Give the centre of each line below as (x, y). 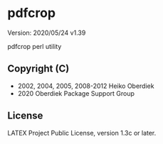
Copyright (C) (38, 69)
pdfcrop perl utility (35, 46)
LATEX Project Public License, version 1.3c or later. (82, 133)
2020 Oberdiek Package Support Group (76, 93)
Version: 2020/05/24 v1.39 (47, 33)
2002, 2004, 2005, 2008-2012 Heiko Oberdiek (86, 86)
